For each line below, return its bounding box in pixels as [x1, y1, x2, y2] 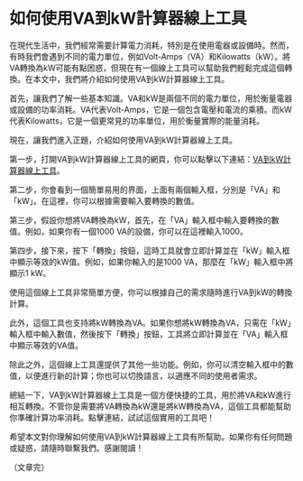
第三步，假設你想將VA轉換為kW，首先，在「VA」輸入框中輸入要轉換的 [9, 214, 272, 226]
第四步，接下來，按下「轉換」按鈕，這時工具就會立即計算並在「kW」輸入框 [9, 245, 290, 255]
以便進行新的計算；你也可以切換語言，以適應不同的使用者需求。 [24, 370, 262, 381]
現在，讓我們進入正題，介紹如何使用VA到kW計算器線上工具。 [9, 134, 237, 145]
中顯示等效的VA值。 [9, 339, 84, 350]
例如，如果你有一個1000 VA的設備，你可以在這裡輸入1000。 [24, 226, 248, 236]
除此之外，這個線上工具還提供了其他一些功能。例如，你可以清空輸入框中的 [9, 358, 286, 370]
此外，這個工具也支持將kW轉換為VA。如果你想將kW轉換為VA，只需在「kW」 [9, 317, 292, 328]
